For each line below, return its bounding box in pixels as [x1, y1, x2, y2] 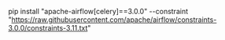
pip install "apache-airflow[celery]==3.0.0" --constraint [8, 7, 189, 16]
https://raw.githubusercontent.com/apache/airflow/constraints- [11, 15, 217, 24]
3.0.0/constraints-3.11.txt [8, 24, 88, 32]
